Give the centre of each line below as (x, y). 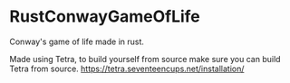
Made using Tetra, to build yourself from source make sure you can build (145, 59)
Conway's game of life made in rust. (77, 41)
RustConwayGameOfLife (105, 17)
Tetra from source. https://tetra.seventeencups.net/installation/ (127, 69)
